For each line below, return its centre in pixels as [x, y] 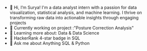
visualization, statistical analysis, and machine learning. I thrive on [76, 13]
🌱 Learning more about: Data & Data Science [55, 33]
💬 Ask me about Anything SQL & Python [50, 43]
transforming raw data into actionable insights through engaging [74, 18]
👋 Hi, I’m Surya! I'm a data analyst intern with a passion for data [73, 7]
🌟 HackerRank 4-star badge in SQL [45, 38]
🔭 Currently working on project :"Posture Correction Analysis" [72, 28]
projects [18, 23]
